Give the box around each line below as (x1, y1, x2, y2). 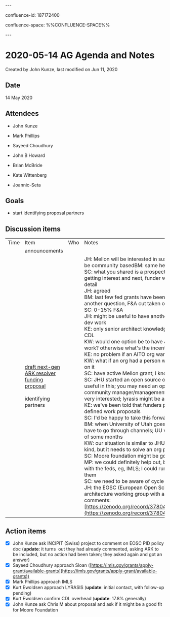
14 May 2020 (5, 94, 33, 101)
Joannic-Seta (12, 182, 41, 188)
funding (24, 376, 44, 383)
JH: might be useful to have (84, 313, 150, 320)
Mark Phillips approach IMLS (12, 579, 73, 585)
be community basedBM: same (84, 262, 158, 269)
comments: (84, 497, 111, 504)
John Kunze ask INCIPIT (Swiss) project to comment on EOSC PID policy (12, 540, 164, 546)
